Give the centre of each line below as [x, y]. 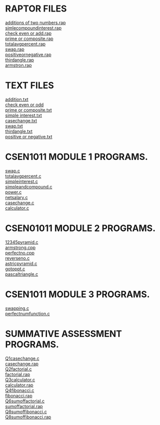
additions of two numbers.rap [36, 23]
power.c [13, 192]
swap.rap [15, 49]
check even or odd [24, 104]
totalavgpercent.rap [25, 44]
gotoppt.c [15, 269]
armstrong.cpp [20, 247]
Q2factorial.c [18, 369]
